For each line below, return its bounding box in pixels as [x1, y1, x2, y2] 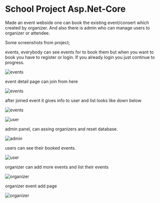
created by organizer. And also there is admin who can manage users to [5, 25, 150, 30]
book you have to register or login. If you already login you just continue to [5, 54, 155, 60]
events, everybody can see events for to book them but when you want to [5, 49, 154, 55]
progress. [5, 59, 24, 65]
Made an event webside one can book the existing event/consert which [5, 20, 149, 25]
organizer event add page [5, 183, 57, 189]
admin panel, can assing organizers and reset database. [5, 126, 118, 132]
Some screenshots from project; [5, 39, 70, 45]
